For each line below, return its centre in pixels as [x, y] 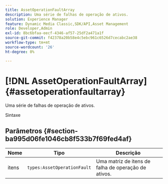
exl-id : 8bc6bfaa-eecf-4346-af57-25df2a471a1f [54, 33]
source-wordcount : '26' [30, 47]
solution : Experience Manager [37, 19]
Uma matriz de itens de [123, 161]
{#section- [61, 131]
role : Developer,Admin [29, 29]
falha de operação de [121, 167]
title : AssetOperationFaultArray [40, 10]
